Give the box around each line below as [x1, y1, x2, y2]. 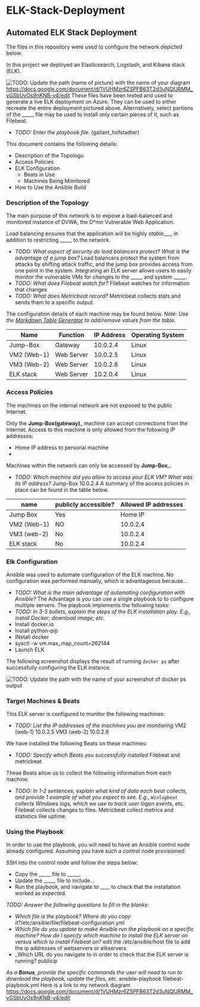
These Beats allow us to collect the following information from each [6, 769, 171, 777]
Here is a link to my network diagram [40, 981, 131, 989]
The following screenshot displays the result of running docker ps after [6, 657, 180, 665]
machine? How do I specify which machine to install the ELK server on [14, 932, 188, 939]
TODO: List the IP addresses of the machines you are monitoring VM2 [14, 722, 186, 729]
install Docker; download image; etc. [14, 614, 105, 622]
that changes [14, 286, 48, 293]
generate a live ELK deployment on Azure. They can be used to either [6, 98, 177, 105]
